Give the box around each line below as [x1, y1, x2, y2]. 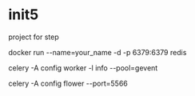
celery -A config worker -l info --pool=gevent [8, 62, 158, 73]
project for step [8, 32, 60, 42]
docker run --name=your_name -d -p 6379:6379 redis [8, 47, 187, 57]
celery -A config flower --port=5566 [8, 78, 128, 88]
